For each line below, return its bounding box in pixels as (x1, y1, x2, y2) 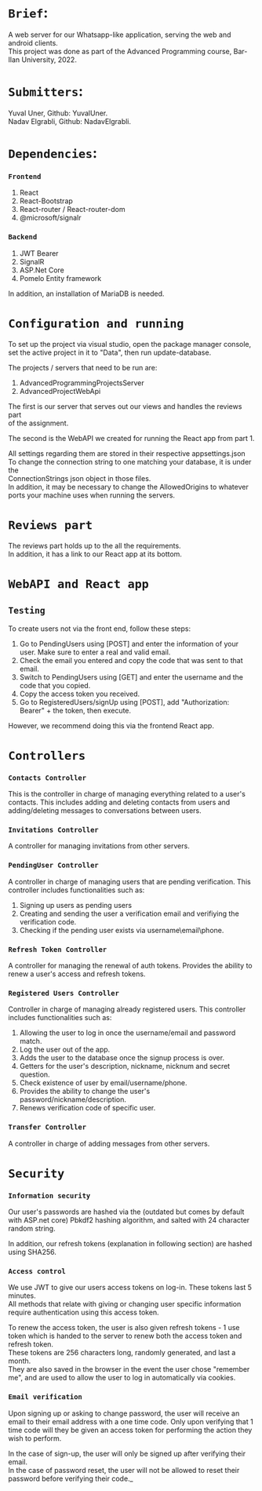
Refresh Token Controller (8, 945, 107, 953)
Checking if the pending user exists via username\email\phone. (19, 925, 224, 935)
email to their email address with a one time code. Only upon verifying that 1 (8, 1416, 253, 1426)
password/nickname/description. (19, 1095, 127, 1104)
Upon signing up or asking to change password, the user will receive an (8, 1409, 240, 1418)
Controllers (8, 748, 86, 763)
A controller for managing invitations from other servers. (8, 841, 190, 851)
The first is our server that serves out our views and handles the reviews (8, 401, 242, 411)
